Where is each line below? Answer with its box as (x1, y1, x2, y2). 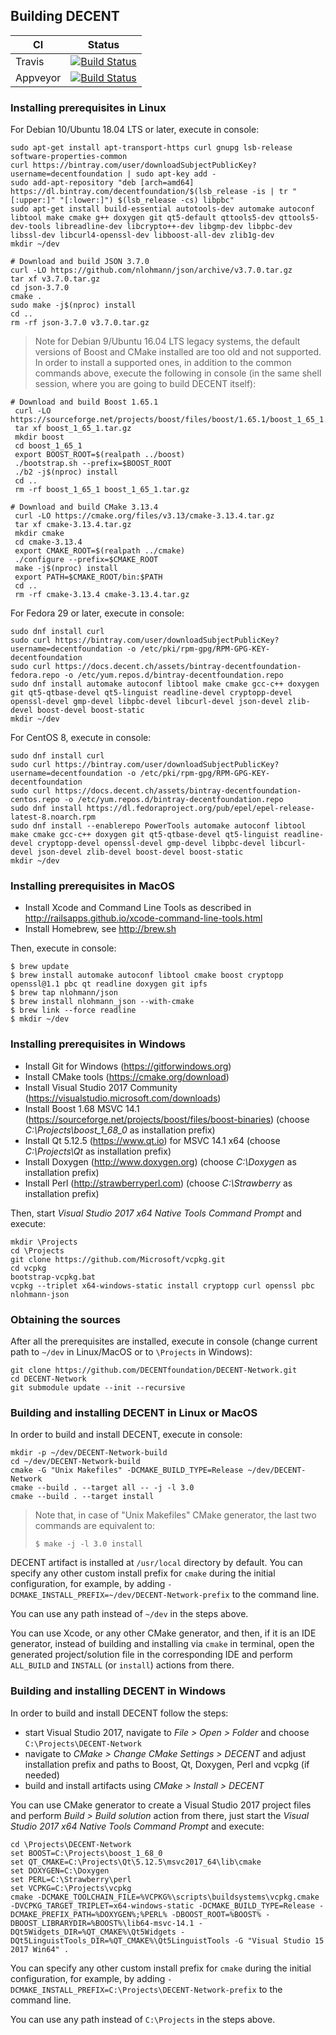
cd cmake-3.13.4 (14, 537, 83, 548)
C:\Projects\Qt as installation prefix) (24, 1145, 172, 1157)
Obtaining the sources (10, 1312, 121, 1326)
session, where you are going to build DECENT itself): (34, 378, 257, 390)
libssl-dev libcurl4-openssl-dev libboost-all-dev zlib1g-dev (10, 230, 275, 241)
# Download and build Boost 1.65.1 (10, 397, 159, 408)
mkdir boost (14, 432, 65, 443)
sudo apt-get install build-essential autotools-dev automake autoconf (10, 204, 315, 214)
